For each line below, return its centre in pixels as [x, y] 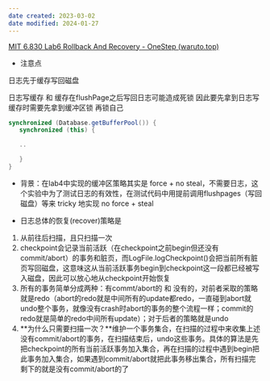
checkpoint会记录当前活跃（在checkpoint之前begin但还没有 [119, 248]
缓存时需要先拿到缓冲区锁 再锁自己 [66, 107]
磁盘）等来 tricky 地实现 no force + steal [87, 203]
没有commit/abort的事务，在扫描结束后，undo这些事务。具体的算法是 [136, 338]
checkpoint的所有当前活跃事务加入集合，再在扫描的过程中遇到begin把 [143, 349]
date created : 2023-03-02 [52, 16]
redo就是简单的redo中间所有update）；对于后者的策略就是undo [124, 318]
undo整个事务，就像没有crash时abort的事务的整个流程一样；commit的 [137, 308]
